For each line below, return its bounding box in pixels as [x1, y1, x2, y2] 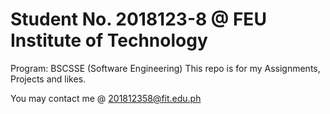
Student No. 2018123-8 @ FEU [10, 8, 267, 31]
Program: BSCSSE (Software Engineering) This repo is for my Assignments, [10, 62, 321, 74]
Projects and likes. [10, 73, 87, 85]
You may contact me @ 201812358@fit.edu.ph [10, 92, 202, 104]
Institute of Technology [10, 29, 208, 52]
